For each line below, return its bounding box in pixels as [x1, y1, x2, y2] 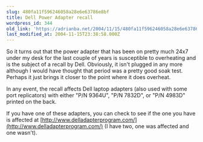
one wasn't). [6, 129, 37, 137]
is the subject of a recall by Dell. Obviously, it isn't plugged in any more [6, 61, 183, 68]
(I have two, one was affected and [104, 123, 189, 130]
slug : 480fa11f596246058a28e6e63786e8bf [6, 8, 110, 15]
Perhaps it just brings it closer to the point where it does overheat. [6, 74, 171, 81]
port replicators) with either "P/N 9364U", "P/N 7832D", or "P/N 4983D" [6, 92, 185, 99]
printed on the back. [6, 98, 57, 106]
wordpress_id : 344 [6, 20, 53, 26]
